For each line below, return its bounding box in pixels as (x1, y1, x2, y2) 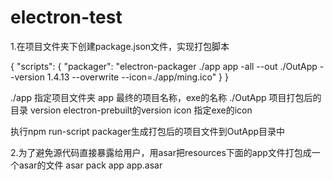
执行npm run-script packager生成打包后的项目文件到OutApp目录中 (10, 125, 286, 137)
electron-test (10, 6, 123, 29)
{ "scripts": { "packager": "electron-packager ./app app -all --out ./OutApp (10, 60, 318, 72)
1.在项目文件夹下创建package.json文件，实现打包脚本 (10, 40, 230, 52)
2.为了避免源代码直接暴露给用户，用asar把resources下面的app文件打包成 (10, 146, 312, 158)
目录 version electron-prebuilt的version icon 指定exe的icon (10, 104, 253, 116)
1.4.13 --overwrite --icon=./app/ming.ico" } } (46, 71, 229, 83)
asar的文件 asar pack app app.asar (18, 159, 163, 171)
